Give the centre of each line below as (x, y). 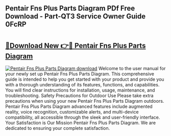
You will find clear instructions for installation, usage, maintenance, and (80, 90)
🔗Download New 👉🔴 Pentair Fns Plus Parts (76, 46)
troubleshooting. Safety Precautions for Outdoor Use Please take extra (80, 96)
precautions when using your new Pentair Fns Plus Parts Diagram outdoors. (85, 101)
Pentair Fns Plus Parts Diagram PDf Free (70, 8)
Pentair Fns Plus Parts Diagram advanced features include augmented (79, 106)
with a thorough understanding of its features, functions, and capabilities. (82, 85)
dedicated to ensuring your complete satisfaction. (58, 128)
